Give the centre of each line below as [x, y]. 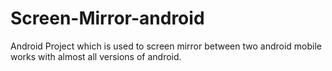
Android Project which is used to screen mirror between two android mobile [166, 46]
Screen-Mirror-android [107, 18]
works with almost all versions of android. [96, 56]
